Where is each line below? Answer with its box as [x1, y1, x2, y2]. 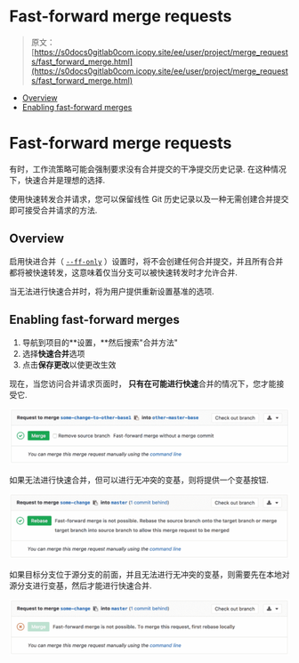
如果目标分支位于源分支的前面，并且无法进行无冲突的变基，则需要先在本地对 [9, 570, 290, 580]
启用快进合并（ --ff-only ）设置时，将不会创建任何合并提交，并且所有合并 [9, 255, 284, 266]
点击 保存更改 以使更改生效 [21, 359, 117, 370]
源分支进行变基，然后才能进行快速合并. [9, 580, 153, 591]
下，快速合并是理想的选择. [9, 174, 106, 185]
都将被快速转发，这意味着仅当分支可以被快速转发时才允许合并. [9, 267, 238, 278]
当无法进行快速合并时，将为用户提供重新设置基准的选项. [9, 286, 215, 296]
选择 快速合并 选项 [21, 348, 85, 359]
